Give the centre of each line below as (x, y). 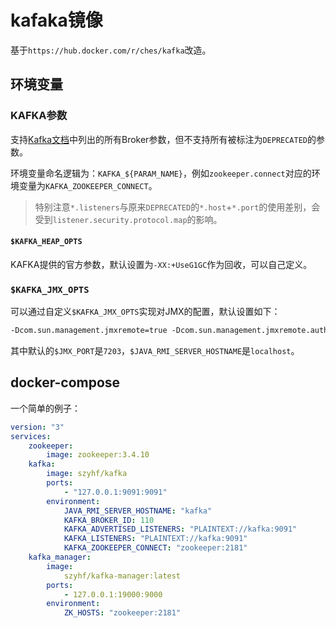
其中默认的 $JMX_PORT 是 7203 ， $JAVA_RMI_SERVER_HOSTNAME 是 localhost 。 (155, 350)
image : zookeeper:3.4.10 (98, 455)
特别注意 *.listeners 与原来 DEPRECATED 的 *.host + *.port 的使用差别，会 (177, 207)
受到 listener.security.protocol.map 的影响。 (128, 219)
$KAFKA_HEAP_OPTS (46, 242)
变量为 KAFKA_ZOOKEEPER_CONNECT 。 (88, 185)
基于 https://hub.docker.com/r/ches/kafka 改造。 (111, 50)
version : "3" (37, 427)
